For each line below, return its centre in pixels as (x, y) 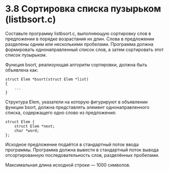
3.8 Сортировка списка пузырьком (83, 9)
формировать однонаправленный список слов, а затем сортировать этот (84, 49)
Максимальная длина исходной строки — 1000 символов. (68, 165)
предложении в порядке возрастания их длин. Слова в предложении (80, 39)
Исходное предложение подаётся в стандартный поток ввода (72, 144)
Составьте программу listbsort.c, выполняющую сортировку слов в (78, 33)
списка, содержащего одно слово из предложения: (61, 112)
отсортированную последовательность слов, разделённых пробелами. (82, 155)
